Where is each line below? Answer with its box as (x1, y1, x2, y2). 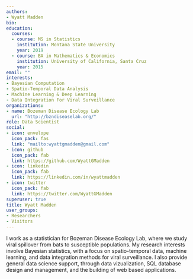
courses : (11, 31, 33, 37)
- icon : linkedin (6, 163, 49, 169)
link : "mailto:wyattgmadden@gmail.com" (11, 141, 110, 147)
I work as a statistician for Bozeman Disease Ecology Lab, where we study (6, 234, 188, 242)
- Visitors (6, 218, 33, 224)
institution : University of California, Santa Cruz (17, 58, 147, 64)
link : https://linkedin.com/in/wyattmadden (11, 175, 120, 180)
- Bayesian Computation (6, 81, 65, 87)
